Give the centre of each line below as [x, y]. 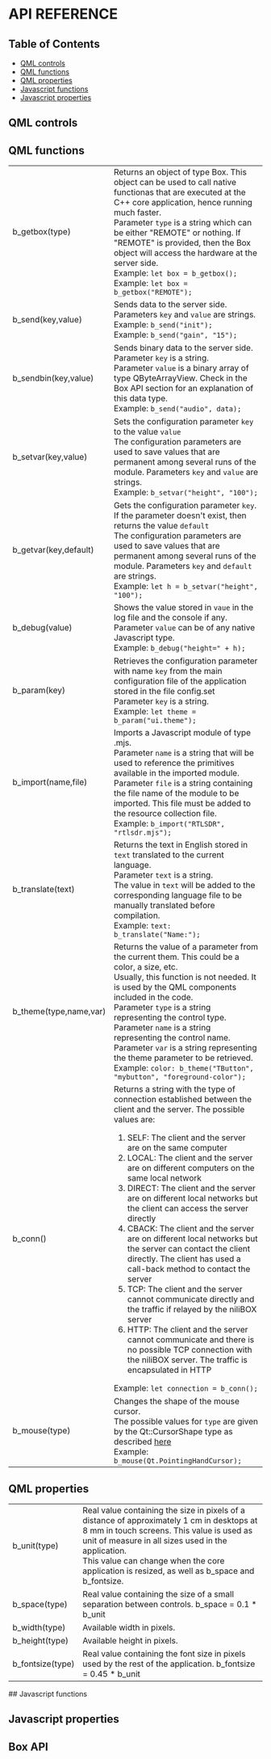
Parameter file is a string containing [183, 783]
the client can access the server [188, 1209]
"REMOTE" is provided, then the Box [182, 243]
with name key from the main [168, 671]
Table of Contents [54, 44]
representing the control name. [172, 1037]
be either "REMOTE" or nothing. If [177, 233]
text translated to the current [169, 855]
